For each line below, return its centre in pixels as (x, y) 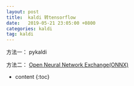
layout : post (23, 12)
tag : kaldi (20, 34)
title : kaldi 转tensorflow (41, 17)
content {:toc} (32, 77)
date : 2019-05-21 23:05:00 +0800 (51, 23)
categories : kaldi (29, 29)
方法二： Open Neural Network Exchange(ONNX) (67, 65)
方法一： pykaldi (27, 52)
